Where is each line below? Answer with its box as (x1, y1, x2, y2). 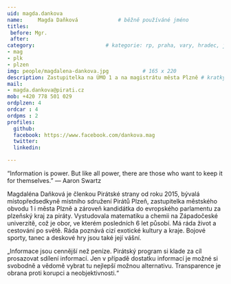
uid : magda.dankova (7, 10, 63, 17)
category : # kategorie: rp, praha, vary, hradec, (7, 42, 220, 49)
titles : (7, 23, 30, 30)
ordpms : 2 (7, 112, 38, 119)
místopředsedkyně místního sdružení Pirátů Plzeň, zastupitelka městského (7, 197, 218, 205)
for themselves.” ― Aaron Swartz (7, 177, 102, 184)
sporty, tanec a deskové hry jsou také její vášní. (7, 234, 142, 241)
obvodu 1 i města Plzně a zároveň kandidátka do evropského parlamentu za (7, 204, 221, 212)
